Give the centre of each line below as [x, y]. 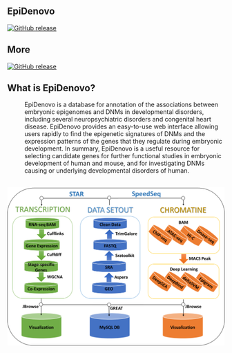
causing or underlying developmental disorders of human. [107, 171]
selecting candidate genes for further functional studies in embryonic [123, 156]
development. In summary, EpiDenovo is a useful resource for [112, 149]
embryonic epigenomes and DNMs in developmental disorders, [114, 112]
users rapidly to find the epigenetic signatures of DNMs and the [115, 134]
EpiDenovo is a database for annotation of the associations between [122, 105]
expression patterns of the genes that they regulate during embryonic [124, 142]
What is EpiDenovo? [51, 88]
